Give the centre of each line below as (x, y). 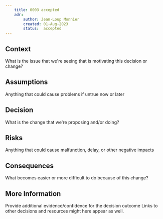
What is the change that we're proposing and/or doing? (62, 122)
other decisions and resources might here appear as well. (65, 211)
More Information (33, 194)
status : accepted (42, 29)
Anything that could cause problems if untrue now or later (65, 94)
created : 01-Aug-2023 (46, 24)
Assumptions (27, 82)
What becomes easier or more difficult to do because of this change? (77, 178)
